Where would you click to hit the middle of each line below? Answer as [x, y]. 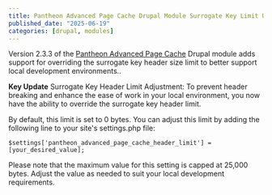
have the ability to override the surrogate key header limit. [105, 104]
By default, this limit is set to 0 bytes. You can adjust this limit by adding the [134, 120]
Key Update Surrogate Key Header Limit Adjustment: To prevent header [128, 87]
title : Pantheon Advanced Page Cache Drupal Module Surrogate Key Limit [134, 16]
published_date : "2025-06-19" [59, 23]
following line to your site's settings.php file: [82, 128]
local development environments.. [65, 71]
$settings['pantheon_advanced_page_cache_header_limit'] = [110, 143]
